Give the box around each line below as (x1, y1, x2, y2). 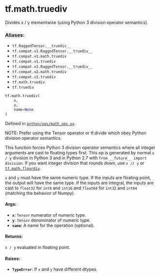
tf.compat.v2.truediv (12, 74, 56, 80)
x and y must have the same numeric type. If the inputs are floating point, (5, 174, 151, 181)
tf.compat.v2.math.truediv (12, 70, 67, 74)
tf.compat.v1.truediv (12, 59, 56, 64)
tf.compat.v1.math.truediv (12, 54, 67, 59)
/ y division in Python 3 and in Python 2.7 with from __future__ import (5, 155, 147, 161)
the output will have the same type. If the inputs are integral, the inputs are (5, 180, 154, 185)
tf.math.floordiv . (5, 165, 41, 171)
